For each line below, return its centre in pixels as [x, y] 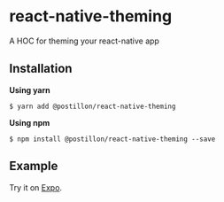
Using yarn [30, 89]
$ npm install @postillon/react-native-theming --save [112, 139]
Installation [41, 69]
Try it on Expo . [36, 187]
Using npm [30, 122]
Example [34, 166]
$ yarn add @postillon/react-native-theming [93, 106]
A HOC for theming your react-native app [84, 41]
